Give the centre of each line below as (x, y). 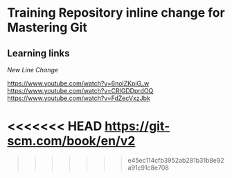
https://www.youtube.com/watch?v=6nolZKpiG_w (78, 83)
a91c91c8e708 (149, 168)
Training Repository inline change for (116, 13)
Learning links (38, 53)
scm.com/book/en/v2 (71, 141)
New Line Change (33, 70)
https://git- (137, 126)
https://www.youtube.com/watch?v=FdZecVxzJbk (79, 98)
